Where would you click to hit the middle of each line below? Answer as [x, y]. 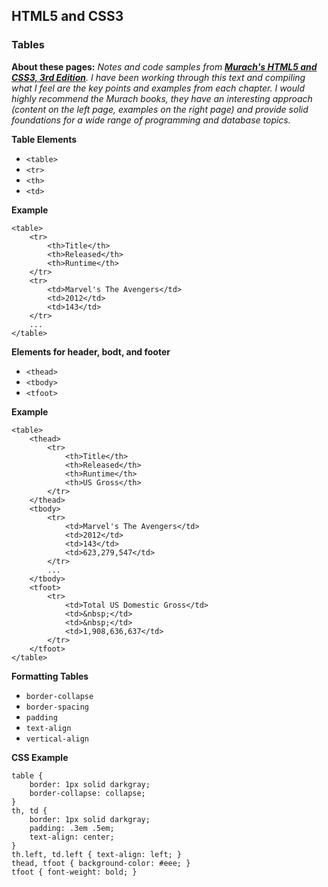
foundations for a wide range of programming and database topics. [151, 120]
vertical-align [57, 739]
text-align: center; [72, 837]
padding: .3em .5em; [72, 828]
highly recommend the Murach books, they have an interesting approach [162, 98]
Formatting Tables [50, 676]
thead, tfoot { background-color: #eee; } [101, 863]
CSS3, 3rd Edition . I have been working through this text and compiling [158, 77]
